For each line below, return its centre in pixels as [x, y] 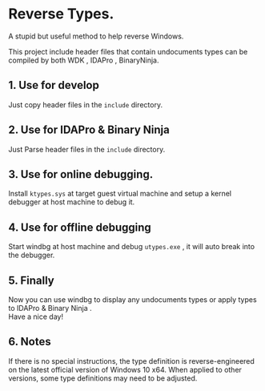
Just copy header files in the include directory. [85, 104]
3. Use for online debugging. [81, 174]
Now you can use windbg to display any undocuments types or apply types [133, 300]
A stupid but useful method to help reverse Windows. [96, 36]
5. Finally [31, 280]
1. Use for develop [54, 85]
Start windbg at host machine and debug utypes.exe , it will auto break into [131, 247]
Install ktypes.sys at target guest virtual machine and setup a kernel [120, 194]
